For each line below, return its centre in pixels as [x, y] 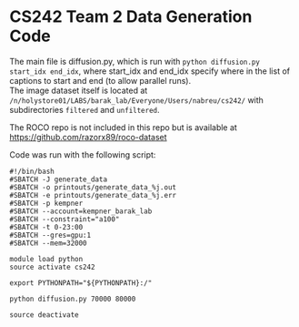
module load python [46, 259]
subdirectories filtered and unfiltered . [85, 109]
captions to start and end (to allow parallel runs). [100, 80]
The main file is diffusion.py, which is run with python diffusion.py [135, 61]
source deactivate [44, 315]
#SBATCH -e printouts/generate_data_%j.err [93, 195]
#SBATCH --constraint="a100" [65, 219]
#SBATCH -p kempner [46, 203]
